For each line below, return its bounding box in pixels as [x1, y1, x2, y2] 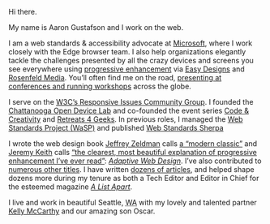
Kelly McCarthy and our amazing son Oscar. [8, 206, 156, 216]
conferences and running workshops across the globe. [8, 81, 192, 91]
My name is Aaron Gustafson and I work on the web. [8, 23, 184, 32]
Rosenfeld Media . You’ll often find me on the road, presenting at [8, 73, 222, 82]
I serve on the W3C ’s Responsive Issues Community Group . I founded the [8, 97, 254, 106]
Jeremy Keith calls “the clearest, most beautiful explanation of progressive [8, 148, 257, 157]
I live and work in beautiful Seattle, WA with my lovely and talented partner [8, 198, 257, 207]
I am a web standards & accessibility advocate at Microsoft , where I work [8, 38, 253, 48]
